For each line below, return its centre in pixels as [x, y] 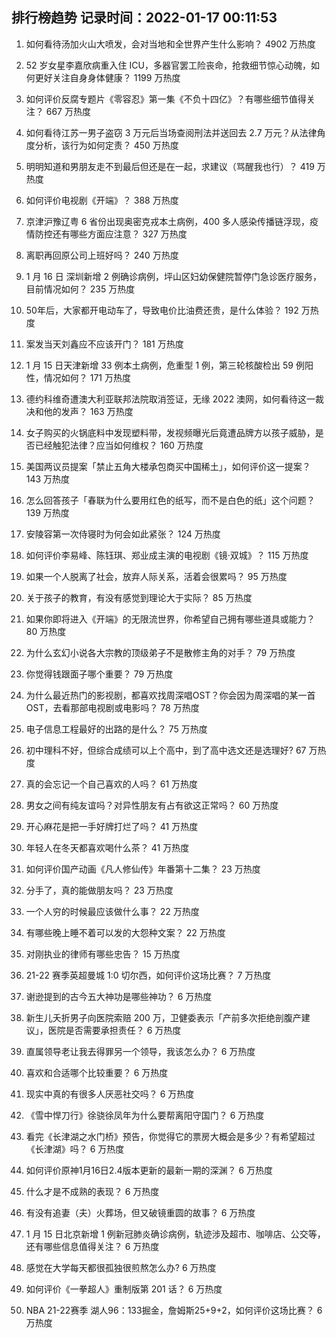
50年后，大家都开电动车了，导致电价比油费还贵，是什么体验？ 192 [162, 310]
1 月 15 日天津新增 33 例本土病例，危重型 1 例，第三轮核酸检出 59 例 [165, 365]
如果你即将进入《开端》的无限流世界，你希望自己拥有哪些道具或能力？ [170, 619]
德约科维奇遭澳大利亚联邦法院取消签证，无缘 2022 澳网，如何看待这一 [170, 399]
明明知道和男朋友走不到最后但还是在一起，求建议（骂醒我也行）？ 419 [170, 166]
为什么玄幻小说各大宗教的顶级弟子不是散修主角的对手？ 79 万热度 [160, 652]
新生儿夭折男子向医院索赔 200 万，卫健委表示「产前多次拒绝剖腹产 [163, 1017]
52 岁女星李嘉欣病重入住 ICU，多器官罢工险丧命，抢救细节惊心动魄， [168, 65]
